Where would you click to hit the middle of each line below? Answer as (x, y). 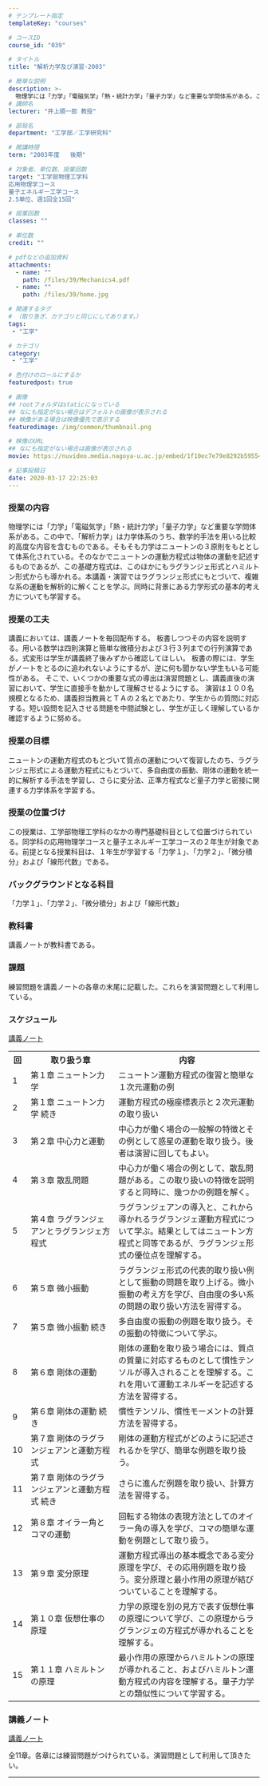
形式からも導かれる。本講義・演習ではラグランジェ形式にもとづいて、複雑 (137, 576)
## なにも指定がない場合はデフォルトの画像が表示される (88, 412)
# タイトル (24, 60)
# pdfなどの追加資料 (38, 257)
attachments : (30, 265)
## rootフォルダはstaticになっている (64, 404)
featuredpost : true (41, 383)
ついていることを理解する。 (170, 1591)
